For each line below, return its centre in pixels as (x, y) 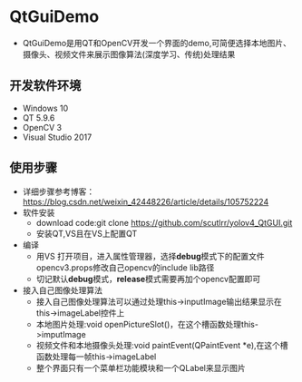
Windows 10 (45, 108)
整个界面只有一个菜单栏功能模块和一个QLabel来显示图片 (141, 367)
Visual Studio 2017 (57, 137)
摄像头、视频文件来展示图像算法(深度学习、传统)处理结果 (129, 54)
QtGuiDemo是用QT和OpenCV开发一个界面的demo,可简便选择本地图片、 (157, 43)
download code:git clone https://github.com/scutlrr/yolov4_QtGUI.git (164, 222)
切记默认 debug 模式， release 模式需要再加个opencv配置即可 (148, 279)
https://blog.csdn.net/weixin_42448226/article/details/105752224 (146, 201)
